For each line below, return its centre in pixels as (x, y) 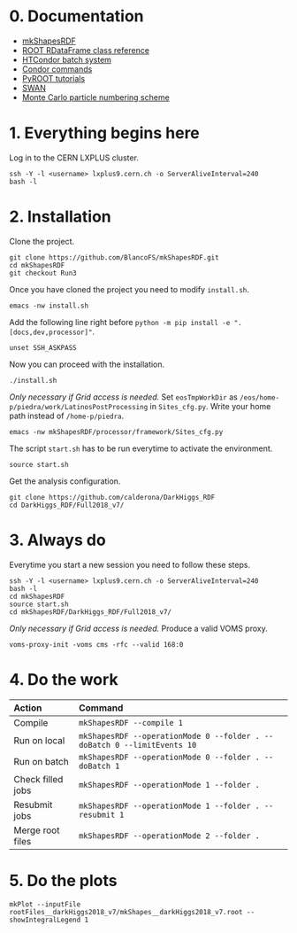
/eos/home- (260, 397)
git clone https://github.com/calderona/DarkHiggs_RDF (112, 497)
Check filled (38, 779)
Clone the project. (42, 241)
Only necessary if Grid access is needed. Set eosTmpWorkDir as (124, 397)
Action (28, 708)
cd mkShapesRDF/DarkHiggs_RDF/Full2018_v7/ (91, 612)
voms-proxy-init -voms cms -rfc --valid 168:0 (96, 644)
